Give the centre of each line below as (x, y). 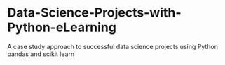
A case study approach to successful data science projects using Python (113, 46)
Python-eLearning (62, 27)
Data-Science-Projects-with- (94, 13)
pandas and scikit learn (41, 54)
